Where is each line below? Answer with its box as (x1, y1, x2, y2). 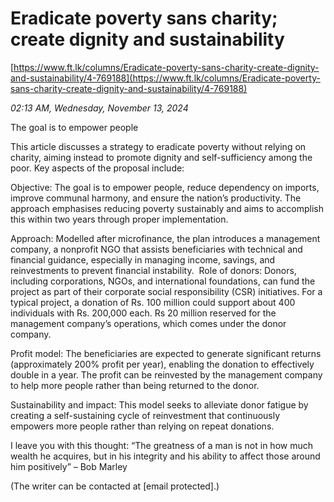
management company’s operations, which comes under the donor (10, 317, 287, 329)
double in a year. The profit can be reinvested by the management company (10, 368, 323, 381)
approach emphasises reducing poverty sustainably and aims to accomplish (10, 202, 325, 214)
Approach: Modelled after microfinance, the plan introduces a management (10, 232, 321, 244)
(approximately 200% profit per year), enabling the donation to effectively (10, 358, 315, 370)
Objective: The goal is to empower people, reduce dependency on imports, (10, 181, 320, 193)
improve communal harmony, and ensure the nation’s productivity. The (10, 192, 302, 204)
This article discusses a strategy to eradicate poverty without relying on (10, 140, 307, 152)
